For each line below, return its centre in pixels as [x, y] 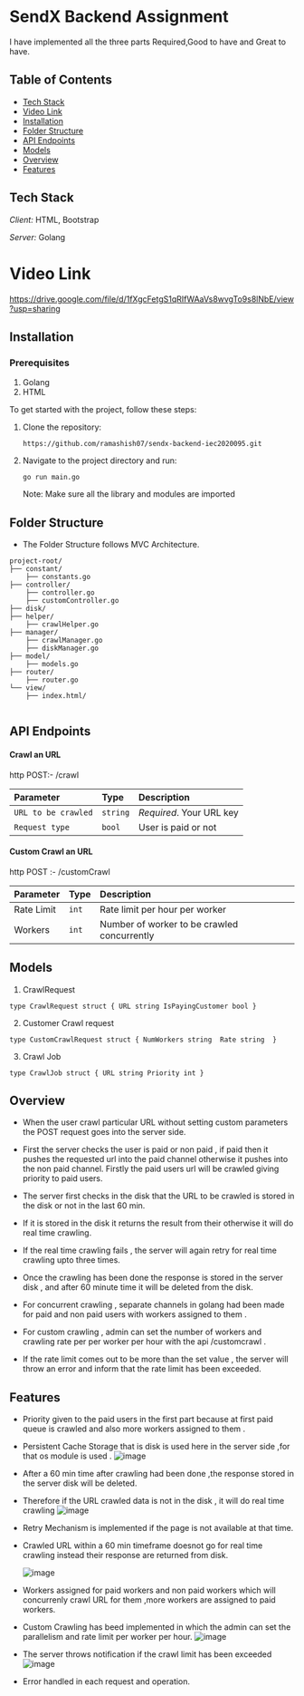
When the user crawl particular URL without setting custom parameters [155, 1122]
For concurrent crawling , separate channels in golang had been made [153, 1305]
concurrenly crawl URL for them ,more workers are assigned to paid [149, 1600]
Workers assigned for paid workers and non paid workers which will [149, 1590]
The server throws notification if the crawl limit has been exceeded [147, 1654]
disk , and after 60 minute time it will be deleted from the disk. [138, 1287]
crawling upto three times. [71, 1260]
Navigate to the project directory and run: [100, 460]
